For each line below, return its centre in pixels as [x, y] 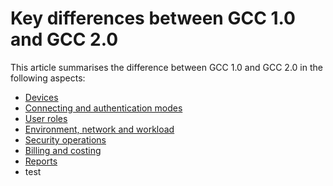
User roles [46, 118]
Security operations [65, 139]
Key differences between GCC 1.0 [153, 18]
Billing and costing [63, 150]
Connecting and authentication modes [103, 108]
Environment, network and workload [99, 129]
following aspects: [48, 78]
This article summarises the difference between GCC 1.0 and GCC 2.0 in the [166, 67]
